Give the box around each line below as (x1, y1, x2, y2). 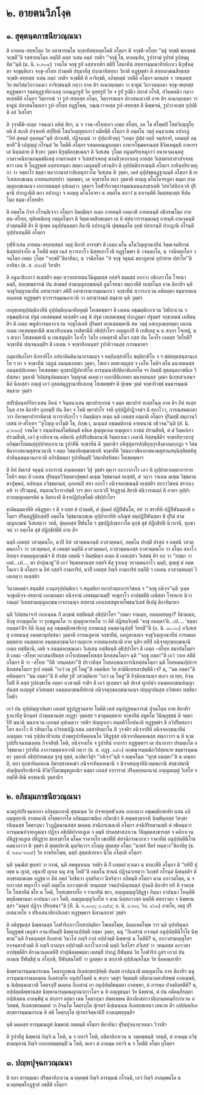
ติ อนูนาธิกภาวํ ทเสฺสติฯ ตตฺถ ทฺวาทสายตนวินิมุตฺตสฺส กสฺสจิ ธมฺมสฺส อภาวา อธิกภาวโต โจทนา (6, 274, 186, 281)
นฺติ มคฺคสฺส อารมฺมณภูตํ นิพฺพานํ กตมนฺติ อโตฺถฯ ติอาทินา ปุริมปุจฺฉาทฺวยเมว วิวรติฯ (6, 1020, 167, 1028)
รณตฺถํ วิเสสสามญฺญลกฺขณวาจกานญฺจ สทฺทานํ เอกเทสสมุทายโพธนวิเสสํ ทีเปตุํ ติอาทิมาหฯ (6, 598, 179, 606)
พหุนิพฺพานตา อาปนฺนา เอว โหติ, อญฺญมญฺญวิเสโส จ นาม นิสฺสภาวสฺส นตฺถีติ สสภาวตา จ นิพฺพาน (6, 895, 194, 902)
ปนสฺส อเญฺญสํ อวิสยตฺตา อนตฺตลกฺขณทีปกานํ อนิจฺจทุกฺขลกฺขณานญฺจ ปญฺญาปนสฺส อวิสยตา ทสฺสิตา (6, 686, 197, 693)
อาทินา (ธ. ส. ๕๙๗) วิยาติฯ (6, 262, 61, 268)
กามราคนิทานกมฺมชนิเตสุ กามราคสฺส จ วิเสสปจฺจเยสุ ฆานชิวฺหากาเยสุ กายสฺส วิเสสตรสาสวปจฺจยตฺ (6, 155, 193, 162)
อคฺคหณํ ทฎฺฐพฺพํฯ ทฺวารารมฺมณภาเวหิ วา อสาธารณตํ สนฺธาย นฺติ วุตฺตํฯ (6, 294, 143, 301)
